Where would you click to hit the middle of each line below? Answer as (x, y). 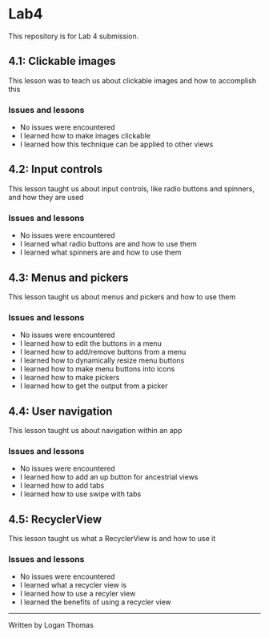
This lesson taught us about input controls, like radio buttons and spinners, (131, 188)
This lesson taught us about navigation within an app (95, 431)
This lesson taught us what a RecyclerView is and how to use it (112, 539)
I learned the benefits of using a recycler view (96, 602)
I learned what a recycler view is (73, 585)
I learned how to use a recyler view (78, 594)
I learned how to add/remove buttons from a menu (103, 352)
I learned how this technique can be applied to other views (116, 144)
